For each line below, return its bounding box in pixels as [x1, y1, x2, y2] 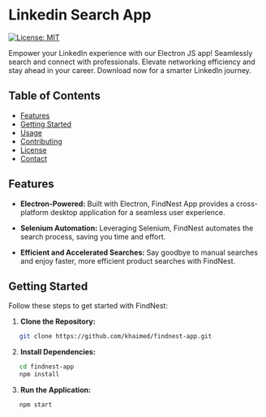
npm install [19, 371, 60, 379]
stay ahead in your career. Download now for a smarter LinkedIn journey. [8, 65, 251, 75]
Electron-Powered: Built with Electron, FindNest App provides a [19, 199, 235, 208]
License [19, 144, 47, 155]
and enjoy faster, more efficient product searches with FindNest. [19, 256, 236, 265]
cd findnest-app [19, 363, 75, 371]
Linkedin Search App [8, 6, 152, 24]
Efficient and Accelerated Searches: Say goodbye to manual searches [19, 247, 258, 257]
